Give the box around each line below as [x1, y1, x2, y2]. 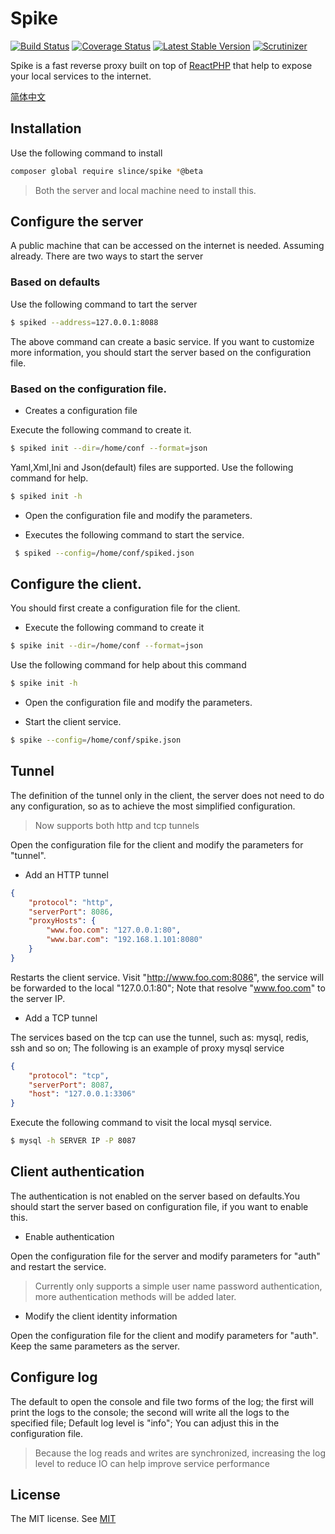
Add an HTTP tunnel [24, 868, 109, 881]
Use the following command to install [10, 147, 163, 159]
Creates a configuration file [24, 404, 138, 416]
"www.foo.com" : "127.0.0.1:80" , [46, 925, 182, 936]
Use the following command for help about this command [10, 659, 247, 671]
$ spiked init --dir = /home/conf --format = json [10, 443, 208, 453]
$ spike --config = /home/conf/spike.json [10, 735, 182, 746]
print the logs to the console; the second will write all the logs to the [10, 1406, 290, 1418]
